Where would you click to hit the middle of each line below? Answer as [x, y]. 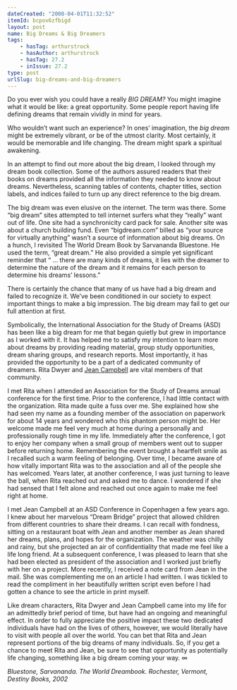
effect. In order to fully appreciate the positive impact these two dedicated [115, 620]
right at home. [28, 496]
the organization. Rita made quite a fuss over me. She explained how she [113, 406]
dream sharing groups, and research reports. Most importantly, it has [108, 355]
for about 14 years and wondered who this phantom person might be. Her [114, 421]
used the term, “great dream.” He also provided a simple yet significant [110, 253]
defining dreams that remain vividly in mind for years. [85, 114]
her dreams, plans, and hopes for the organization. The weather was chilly [115, 539]
